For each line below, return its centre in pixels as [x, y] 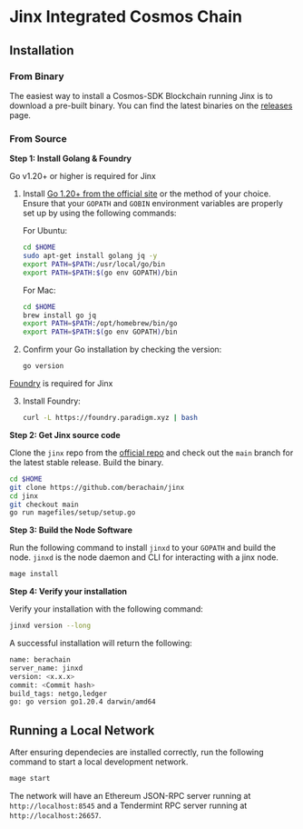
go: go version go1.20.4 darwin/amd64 [83, 702]
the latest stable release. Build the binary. [87, 462]
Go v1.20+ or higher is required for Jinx [83, 176]
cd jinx [24, 496]
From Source [38, 138]
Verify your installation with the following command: [107, 609]
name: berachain [40, 660]
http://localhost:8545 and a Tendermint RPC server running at [128, 805]
